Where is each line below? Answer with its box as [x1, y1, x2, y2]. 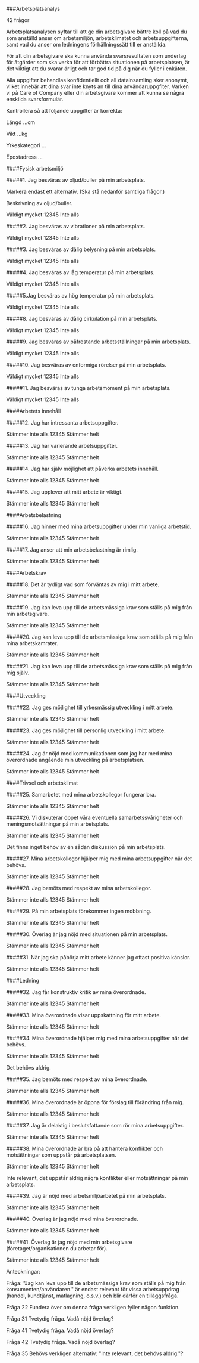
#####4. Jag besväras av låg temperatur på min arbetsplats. [6, 269, 155, 276]
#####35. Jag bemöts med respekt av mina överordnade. [6, 1076, 147, 1083]
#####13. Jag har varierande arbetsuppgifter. [6, 442, 118, 449]
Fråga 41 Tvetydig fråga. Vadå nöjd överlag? [6, 1327, 114, 1334]
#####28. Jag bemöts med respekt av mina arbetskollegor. [6, 885, 151, 891]
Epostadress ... [6, 153, 43, 160]
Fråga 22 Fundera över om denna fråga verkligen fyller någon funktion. [6, 1304, 180, 1311]
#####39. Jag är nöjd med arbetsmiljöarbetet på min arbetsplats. [6, 1192, 166, 1199]
